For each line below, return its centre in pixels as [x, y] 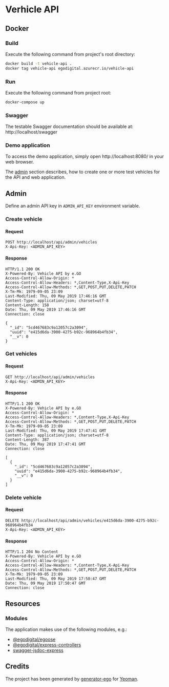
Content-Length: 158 [27, 305]
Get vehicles [21, 354]
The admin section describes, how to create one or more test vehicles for [83, 172]
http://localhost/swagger [31, 132]
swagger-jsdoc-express [38, 650]
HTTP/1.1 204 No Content [32, 552]
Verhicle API [32, 10]
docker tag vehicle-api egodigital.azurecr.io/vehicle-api [70, 68]
